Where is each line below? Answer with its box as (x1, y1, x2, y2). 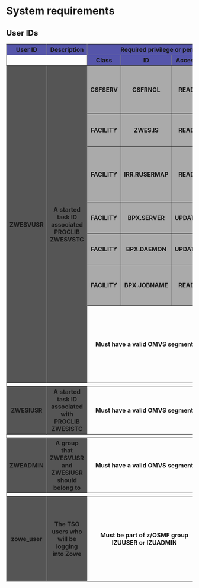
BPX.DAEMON (126, 245, 167, 253)
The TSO (54, 520, 80, 528)
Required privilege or (120, 46, 181, 54)
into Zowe (52, 550, 82, 558)
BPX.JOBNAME (124, 281, 169, 289)
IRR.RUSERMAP (124, 171, 169, 178)
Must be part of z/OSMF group (100, 531, 188, 539)
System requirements (6, 4, 115, 18)
